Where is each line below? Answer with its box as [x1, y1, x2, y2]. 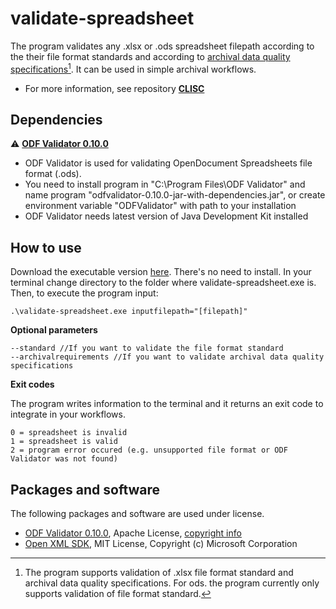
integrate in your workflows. [10, 408, 126, 421]
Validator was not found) [10, 454, 118, 464]
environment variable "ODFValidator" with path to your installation [24, 200, 297, 212]
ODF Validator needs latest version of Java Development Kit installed [24, 210, 309, 222]
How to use [10, 239, 82, 256]
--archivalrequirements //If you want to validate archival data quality [10, 352, 325, 362]
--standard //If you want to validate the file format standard [10, 343, 284, 354]
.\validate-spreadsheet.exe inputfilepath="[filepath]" [10, 307, 248, 317]
